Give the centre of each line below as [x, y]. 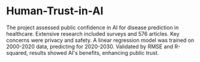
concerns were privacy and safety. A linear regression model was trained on [100, 40]
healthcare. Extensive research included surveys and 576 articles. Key [93, 33]
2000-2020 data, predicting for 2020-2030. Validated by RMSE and [90, 46]
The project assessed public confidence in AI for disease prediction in [93, 27]
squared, [17, 52]
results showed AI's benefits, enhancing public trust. [94, 52]
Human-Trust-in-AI [55, 11]
